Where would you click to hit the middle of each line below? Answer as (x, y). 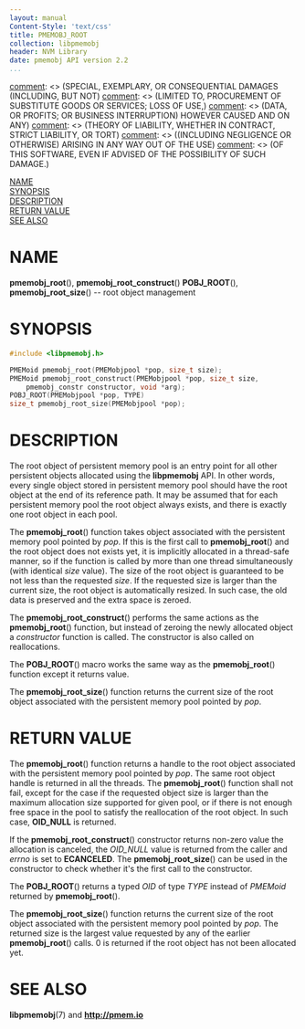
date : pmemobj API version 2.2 (69, 60)
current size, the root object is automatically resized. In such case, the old (148, 591)
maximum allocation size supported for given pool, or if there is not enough (151, 803)
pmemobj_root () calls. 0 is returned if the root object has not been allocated (153, 943)
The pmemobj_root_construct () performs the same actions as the (134, 618)
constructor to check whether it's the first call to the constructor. (131, 869)
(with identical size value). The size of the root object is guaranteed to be (147, 571)
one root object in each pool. (63, 514)
